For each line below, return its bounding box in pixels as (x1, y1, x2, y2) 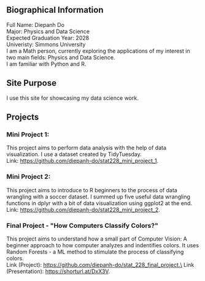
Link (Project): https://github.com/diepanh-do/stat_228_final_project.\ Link (6, 261, 195, 268)
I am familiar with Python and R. (6, 60, 87, 67)
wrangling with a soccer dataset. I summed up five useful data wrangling (6, 193, 190, 200)
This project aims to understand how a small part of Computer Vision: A (6, 235, 187, 242)
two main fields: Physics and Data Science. (6, 53, 115, 61)
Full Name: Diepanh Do (6, 21, 64, 28)
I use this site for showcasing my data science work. (6, 94, 139, 102)
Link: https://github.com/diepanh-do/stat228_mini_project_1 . (6, 157, 158, 165)
